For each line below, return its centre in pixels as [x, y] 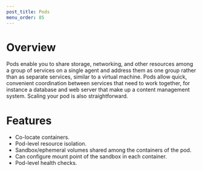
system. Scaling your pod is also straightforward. [67, 96]
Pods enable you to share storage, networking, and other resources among [100, 64]
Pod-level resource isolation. [50, 144]
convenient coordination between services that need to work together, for [98, 83]
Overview [31, 47]
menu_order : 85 [25, 18]
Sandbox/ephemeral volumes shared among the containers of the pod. [103, 150]
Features [29, 121]
